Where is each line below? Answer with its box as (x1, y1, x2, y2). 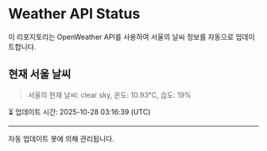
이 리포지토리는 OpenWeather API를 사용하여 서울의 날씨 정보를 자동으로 (8, 32, 234, 41)
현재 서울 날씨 (8, 68, 72, 81)
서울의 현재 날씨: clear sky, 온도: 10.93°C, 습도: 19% (27, 90, 192, 99)
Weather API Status (8, 5, 141, 23)
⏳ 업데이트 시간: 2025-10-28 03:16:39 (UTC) (8, 106, 151, 116)
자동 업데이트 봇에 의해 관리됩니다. (8, 134, 114, 143)
